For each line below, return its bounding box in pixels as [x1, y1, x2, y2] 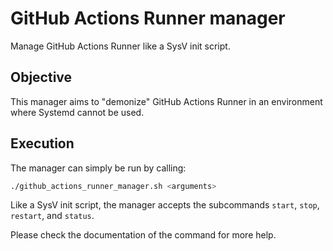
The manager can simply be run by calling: [10, 162, 187, 174]
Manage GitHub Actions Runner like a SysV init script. [10, 40, 231, 52]
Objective [10, 69, 73, 86]
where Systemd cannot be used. [10, 106, 145, 118]
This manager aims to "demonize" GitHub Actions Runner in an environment [10, 95, 323, 107]
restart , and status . [10, 210, 95, 222]
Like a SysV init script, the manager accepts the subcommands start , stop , [10, 199, 320, 211]
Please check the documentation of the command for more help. [10, 229, 277, 241]
